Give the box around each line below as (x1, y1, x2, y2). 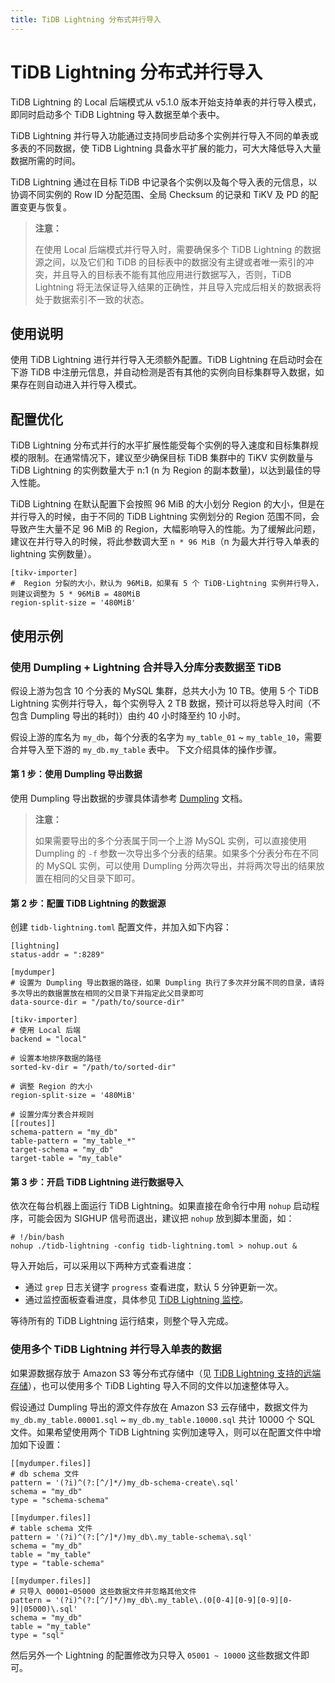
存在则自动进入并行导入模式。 (18, 379, 142, 391)
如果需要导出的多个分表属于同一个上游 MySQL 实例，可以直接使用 (34, 835, 307, 847)
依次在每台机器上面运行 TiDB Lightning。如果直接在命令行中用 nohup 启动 (10, 1200, 312, 1212)
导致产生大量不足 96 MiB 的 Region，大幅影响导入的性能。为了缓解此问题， (10, 523, 321, 535)
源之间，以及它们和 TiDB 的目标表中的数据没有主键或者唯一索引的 (34, 256, 306, 268)
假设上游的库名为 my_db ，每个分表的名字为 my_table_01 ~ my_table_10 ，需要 (10, 731, 323, 743)
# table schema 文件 (10, 1523, 93, 1533)
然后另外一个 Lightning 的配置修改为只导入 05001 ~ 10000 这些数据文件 (10, 1649, 302, 1661)
